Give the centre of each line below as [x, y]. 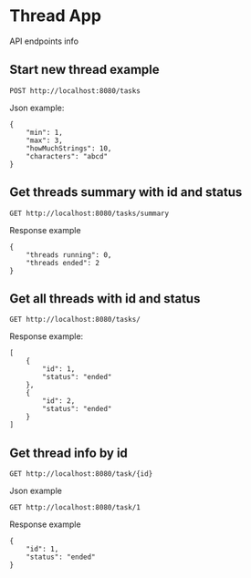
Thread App [56, 16]
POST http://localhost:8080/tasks [75, 91]
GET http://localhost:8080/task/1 [75, 508]
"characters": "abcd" [67, 156]
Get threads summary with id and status [126, 192]
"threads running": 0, [69, 255]
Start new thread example [84, 70]
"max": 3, [45, 140]
